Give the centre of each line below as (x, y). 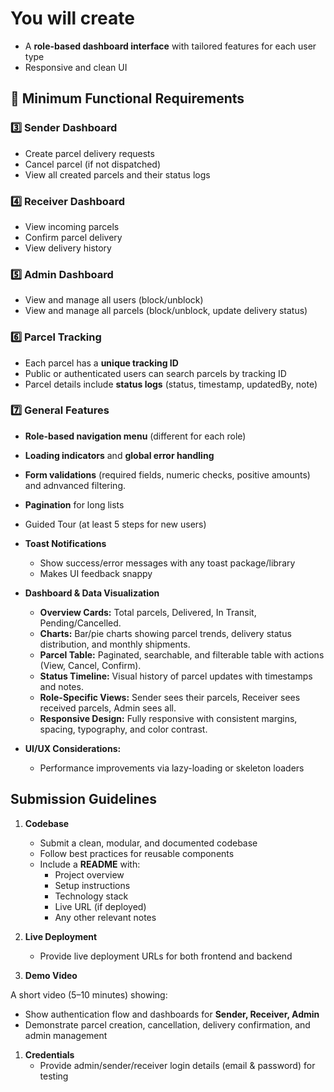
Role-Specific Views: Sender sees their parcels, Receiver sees (170, 697)
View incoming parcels (72, 226)
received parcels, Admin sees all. (108, 708)
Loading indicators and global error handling (119, 455)
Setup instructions (92, 885)
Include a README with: (90, 864)
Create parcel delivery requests (89, 153)
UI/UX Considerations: (73, 748)
